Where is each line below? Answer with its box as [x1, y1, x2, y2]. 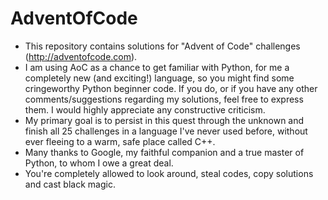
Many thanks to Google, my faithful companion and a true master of [24, 146, 305, 158]
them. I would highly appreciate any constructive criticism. [24, 103, 266, 116]
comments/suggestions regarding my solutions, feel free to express [24, 93, 304, 105]
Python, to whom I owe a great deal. [24, 157, 174, 169]
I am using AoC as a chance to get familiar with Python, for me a [24, 61, 290, 73]
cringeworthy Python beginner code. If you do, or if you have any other [24, 82, 318, 94]
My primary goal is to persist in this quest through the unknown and [24, 114, 305, 126]
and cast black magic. [24, 178, 116, 190]
